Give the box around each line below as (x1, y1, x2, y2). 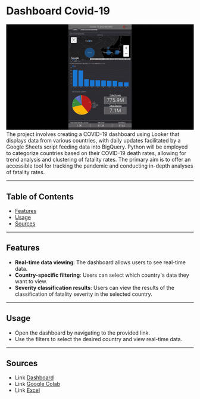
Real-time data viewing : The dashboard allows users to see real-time (14, 258, 186, 266)
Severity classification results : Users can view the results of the (14, 284, 174, 291)
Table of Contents (6, 191, 74, 202)
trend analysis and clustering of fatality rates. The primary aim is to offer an (6, 156, 191, 163)
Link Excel (14, 386, 40, 394)
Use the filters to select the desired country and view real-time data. (14, 335, 183, 342)
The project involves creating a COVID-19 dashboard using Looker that (6, 131, 180, 138)
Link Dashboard (14, 374, 54, 381)
